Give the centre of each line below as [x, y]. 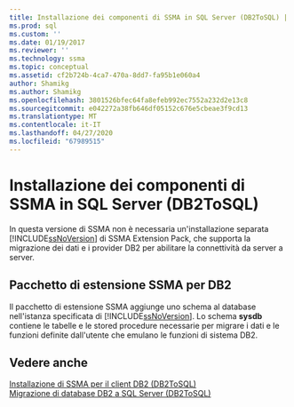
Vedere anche [49, 362]
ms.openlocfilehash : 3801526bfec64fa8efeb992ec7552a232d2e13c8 [129, 100]
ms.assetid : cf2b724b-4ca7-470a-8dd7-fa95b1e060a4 [105, 76]
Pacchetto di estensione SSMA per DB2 [121, 285]
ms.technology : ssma [48, 59]
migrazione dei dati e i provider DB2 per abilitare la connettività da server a [146, 247]
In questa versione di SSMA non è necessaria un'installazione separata [139, 228]
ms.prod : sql [33, 26]
